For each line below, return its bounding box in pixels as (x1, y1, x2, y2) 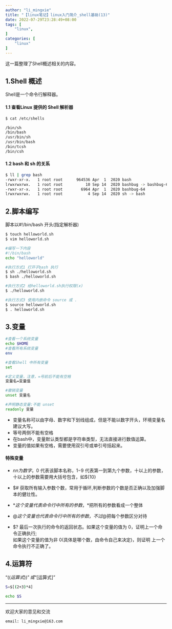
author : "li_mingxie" (5, 7, 52, 13)
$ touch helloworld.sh (5, 232, 54, 237)
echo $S (5, 594, 22, 599)
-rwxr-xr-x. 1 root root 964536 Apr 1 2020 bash (5, 177, 132, 182)
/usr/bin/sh (5, 134, 31, 140)
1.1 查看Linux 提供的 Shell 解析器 (5, 104, 73, 110)
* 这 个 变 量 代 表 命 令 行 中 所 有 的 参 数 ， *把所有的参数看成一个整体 (12, 502, 143, 508)
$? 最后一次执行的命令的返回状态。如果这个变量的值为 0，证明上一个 (12, 524, 158, 530)
